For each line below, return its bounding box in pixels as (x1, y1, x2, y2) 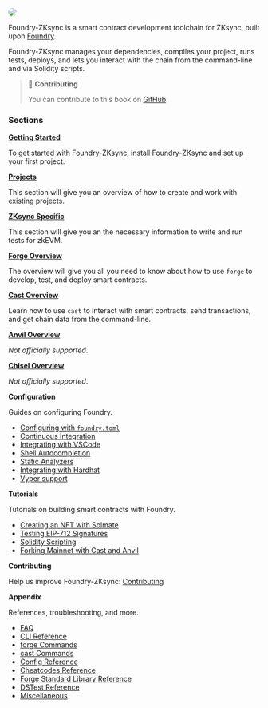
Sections (8, 114, 44, 125)
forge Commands (19, 640, 77, 650)
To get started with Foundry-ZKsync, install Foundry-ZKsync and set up (8, 148, 244, 158)
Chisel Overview (8, 361, 65, 371)
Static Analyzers (19, 457, 74, 467)
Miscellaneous (19, 691, 68, 701)
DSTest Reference (19, 682, 80, 692)
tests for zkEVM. (8, 236, 63, 245)
